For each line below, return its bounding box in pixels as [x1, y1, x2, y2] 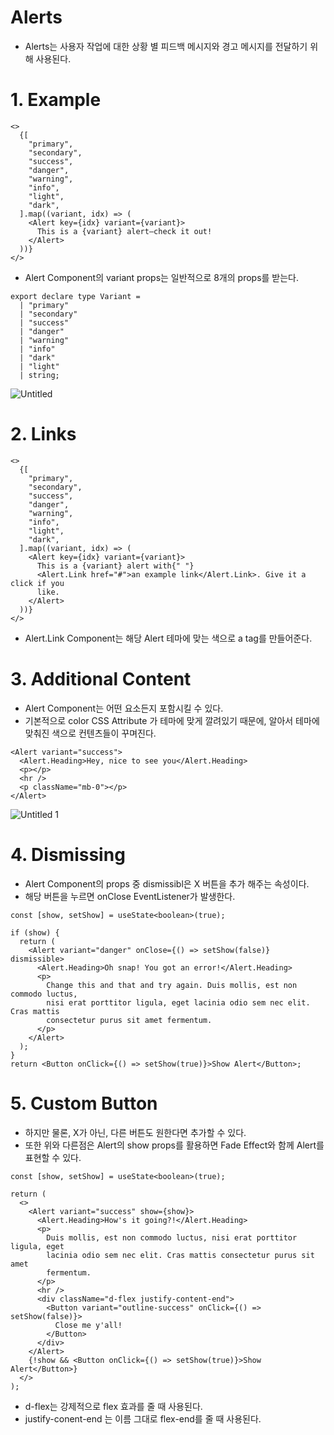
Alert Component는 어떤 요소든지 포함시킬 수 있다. [24, 702, 224, 714]
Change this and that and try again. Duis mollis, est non [46, 980, 298, 990]
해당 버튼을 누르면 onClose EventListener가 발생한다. [24, 890, 236, 902]
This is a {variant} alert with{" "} [36, 561, 195, 571]
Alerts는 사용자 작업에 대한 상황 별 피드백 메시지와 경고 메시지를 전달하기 [24, 40, 308, 52]
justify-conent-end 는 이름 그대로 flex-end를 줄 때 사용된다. [24, 1412, 262, 1425]
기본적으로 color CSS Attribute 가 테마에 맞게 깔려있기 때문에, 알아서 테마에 [24, 714, 320, 726]
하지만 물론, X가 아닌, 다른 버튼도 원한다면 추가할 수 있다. [24, 1126, 247, 1138]
